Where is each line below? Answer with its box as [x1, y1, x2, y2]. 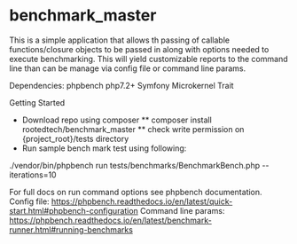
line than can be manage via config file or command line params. [9, 63, 246, 74]
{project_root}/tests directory [21, 133, 129, 144]
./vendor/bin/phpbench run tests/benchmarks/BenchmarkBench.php [9, 160, 260, 170]
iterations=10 [9, 169, 57, 180]
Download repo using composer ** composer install [21, 114, 213, 125]
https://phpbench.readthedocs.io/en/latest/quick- [51, 196, 233, 207]
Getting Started [9, 97, 66, 107]
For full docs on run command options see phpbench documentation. [9, 186, 263, 197]
